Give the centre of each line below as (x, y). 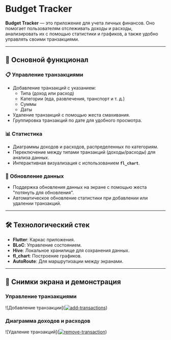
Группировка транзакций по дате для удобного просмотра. (77, 120)
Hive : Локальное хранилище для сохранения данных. (71, 250)
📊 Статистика (24, 134)
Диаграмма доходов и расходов (48, 321)
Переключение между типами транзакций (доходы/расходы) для (84, 152)
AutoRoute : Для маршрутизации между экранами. (68, 261)
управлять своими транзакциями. (42, 39)
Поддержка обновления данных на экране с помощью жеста (80, 187)
